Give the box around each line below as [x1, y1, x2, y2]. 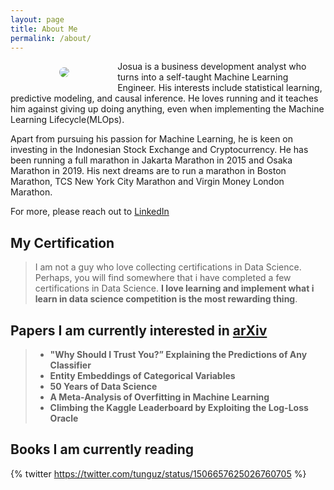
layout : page [10, 14, 65, 25]
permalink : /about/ [10, 33, 92, 43]
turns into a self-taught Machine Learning [117, 71, 289, 83]
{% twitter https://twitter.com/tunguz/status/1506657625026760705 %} [10, 467, 307, 480]
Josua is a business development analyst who [117, 61, 307, 73]
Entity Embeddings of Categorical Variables [49, 370, 236, 381]
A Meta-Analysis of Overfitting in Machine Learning [49, 391, 270, 403]
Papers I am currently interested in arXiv [10, 322, 268, 339]
